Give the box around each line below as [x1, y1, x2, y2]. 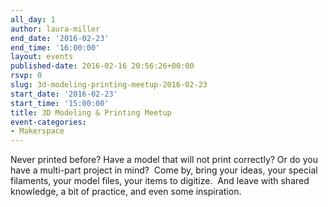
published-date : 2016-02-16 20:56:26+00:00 [10, 61, 195, 71]
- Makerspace [10, 126, 65, 136]
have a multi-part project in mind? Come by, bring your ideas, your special [10, 164, 318, 176]
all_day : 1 [10, 14, 56, 25]
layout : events [10, 52, 74, 62]
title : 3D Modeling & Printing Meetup [10, 107, 172, 118]
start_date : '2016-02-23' [10, 89, 118, 99]
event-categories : [10, 117, 87, 127]
